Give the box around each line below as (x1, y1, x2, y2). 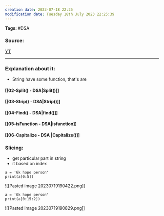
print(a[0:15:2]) (5, 196, 41, 202)
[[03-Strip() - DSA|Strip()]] (5, 99, 61, 105)
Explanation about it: (5, 65, 55, 72)
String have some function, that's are (12, 76, 87, 82)
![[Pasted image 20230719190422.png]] (5, 183, 85, 189)
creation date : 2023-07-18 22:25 (5, 7, 73, 12)
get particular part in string (12, 155, 66, 161)
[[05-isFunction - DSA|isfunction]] (5, 121, 77, 127)
